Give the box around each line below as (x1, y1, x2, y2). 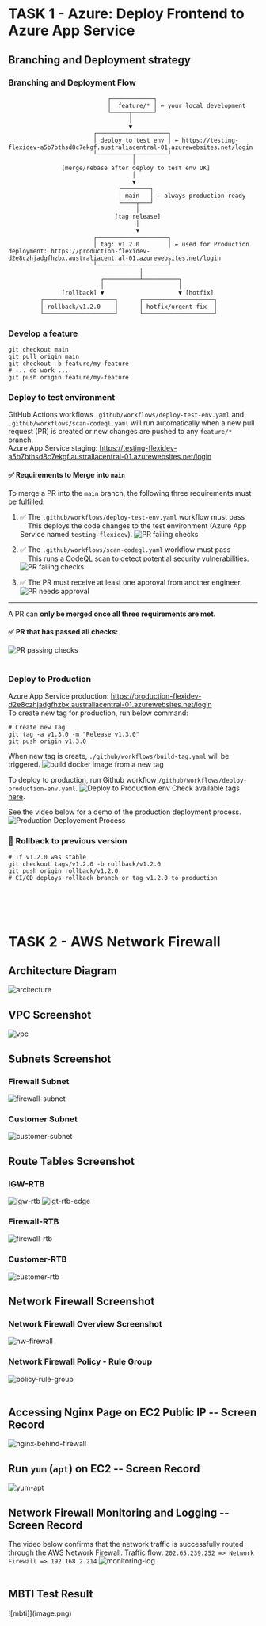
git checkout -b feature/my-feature (8, 360, 129, 368)
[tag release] (114, 212, 161, 220)
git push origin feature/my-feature (8, 374, 129, 382)
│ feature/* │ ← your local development (107, 101, 246, 109)
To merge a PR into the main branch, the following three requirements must (8, 488, 252, 497)
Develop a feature (8, 328, 78, 339)
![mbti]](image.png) (8, 1609, 73, 1618)
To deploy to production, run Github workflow (8, 775, 157, 785)
